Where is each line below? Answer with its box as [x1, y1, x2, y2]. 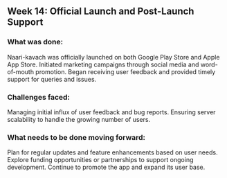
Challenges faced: [7, 92, 71, 102]
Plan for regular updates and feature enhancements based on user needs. [7, 148, 218, 157]
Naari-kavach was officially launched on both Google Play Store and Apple [7, 53, 220, 61]
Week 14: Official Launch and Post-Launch [7, 6, 194, 17]
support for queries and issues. [7, 75, 97, 83]
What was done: [7, 37, 64, 47]
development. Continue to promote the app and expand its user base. [7, 163, 206, 172]
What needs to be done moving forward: [7, 132, 146, 142]
